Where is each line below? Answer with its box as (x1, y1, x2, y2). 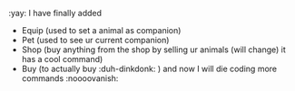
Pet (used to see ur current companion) (21, 35, 170, 45)
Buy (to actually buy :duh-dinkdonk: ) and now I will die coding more (21, 63, 278, 74)
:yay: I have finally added (8, 8, 102, 18)
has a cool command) (21, 54, 103, 64)
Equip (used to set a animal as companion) (21, 25, 182, 35)
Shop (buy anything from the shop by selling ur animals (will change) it (21, 44, 287, 55)
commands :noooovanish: (21, 73, 119, 84)
